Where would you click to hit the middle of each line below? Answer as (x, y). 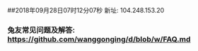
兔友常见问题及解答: (41, 30)
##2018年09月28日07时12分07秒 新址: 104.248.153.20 (86, 10)
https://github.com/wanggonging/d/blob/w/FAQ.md (99, 39)
